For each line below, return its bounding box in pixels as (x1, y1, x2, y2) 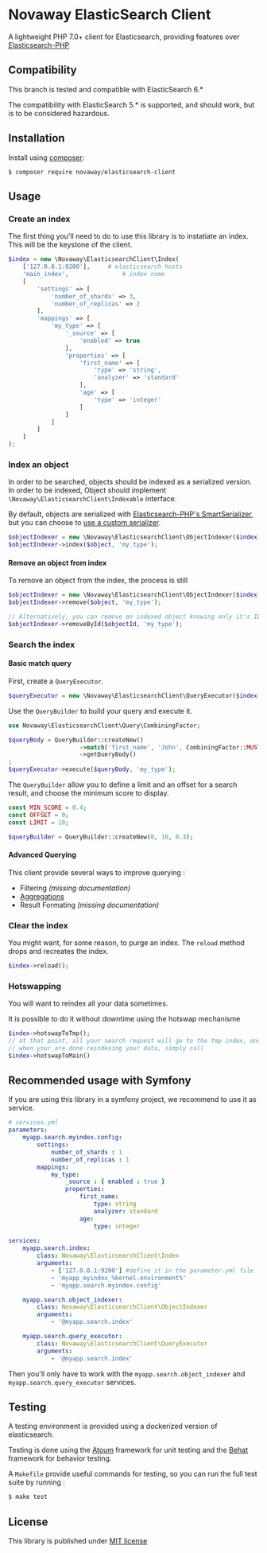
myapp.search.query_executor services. (8, 1377, 137, 1387)
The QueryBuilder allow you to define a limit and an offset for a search (8, 780, 238, 789)
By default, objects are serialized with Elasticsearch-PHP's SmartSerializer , (8, 509, 254, 519)
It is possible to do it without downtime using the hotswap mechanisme (8, 1014, 241, 1024)
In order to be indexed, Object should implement (8, 485, 167, 495)
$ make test (8, 1493, 48, 1501)
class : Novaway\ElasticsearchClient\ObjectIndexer (37, 1303, 208, 1311)
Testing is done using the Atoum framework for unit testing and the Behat (8, 1446, 249, 1455)
